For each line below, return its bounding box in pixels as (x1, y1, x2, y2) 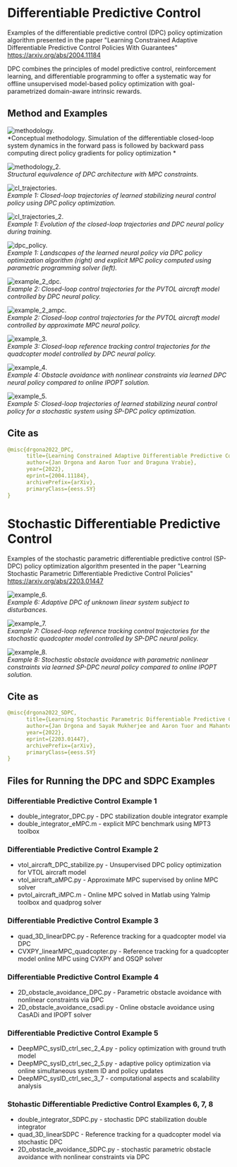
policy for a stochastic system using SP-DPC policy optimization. (7, 407, 196, 415)
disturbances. (7, 605, 48, 614)
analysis (17, 1082, 42, 1090)
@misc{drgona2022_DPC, (7, 446, 74, 453)
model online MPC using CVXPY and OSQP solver (17, 954, 163, 963)
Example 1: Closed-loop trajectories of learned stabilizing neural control (7, 191, 217, 199)
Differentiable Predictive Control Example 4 (7, 972, 159, 982)
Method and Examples (7, 107, 108, 119)
